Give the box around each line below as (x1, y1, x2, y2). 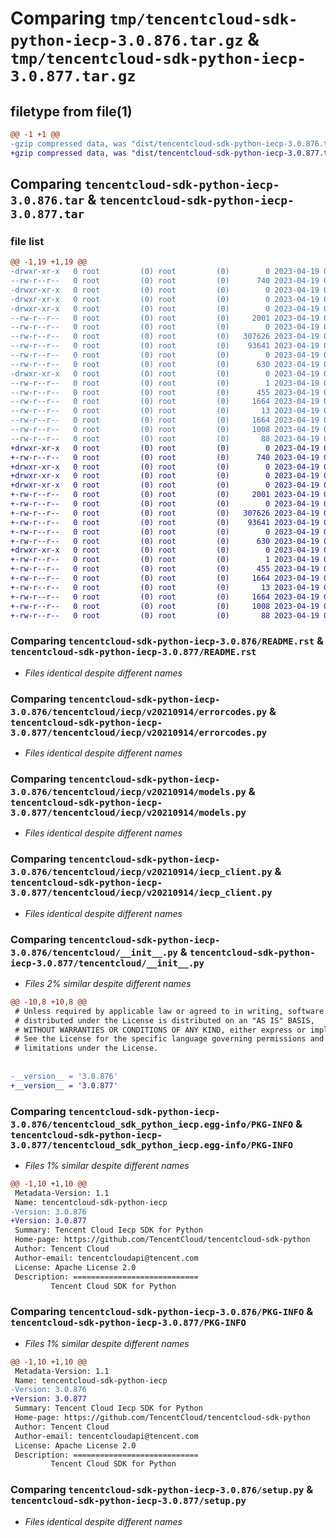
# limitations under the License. (14, 1043, 159, 1054)
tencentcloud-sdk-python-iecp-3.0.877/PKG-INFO (10, 1317, 247, 1329)
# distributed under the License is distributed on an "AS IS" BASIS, (14, 1015, 315, 1026)
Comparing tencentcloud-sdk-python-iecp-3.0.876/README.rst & (10, 634, 324, 648)
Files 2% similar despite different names (24, 977, 192, 989)
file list (10, 234, 45, 248)
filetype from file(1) (10, 103, 133, 120)
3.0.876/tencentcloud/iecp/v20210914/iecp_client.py (10, 867, 273, 878)
